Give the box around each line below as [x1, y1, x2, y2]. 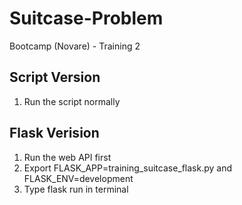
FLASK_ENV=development [23, 172, 134, 184]
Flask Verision [9, 125, 100, 142]
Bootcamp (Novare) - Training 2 [9, 40, 141, 52]
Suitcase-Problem [9, 7, 164, 30]
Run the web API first [23, 151, 112, 163]
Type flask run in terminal [23, 183, 129, 195]
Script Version [9, 69, 101, 86]
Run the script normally [23, 95, 121, 107]
